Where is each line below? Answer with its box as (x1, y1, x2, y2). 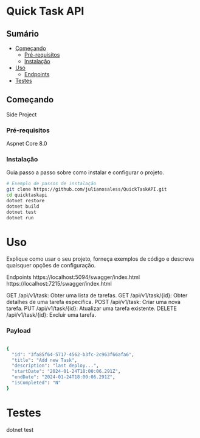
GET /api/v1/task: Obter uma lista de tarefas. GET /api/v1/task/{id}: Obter (6, 292, 188, 299)
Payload (6, 327, 31, 335)
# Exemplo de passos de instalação (6, 181, 97, 187)
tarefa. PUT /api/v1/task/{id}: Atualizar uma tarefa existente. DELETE (6, 305, 178, 312)
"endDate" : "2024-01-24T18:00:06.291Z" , (12, 374, 116, 380)
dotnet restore (6, 198, 45, 204)
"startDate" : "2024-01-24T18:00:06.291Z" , (12, 369, 121, 375)
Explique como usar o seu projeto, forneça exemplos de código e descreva (6, 255, 195, 263)
